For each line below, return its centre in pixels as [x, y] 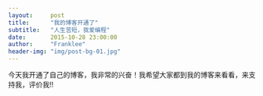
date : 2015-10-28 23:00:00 [63, 37]
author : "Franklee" [47, 44]
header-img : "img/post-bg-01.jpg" [65, 52]
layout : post [37, 15]
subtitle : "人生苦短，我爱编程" [59, 30]
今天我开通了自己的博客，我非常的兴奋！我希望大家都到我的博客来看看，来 [128, 75]
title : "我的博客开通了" [53, 23]
